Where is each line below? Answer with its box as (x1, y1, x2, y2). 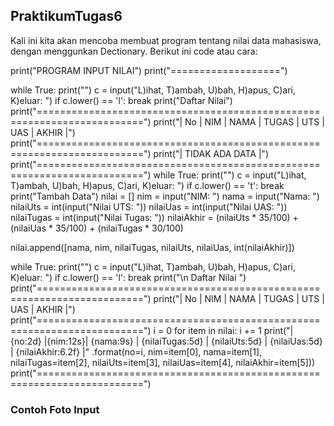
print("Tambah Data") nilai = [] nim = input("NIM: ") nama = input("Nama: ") (10, 190, 320, 202)
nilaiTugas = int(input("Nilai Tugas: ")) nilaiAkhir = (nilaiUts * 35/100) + (10, 211, 299, 223)
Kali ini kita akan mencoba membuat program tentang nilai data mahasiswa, (10, 34, 322, 46)
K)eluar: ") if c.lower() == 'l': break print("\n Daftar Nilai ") (10, 271, 247, 283)
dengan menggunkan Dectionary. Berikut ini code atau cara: (10, 45, 258, 57)
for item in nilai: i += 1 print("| (173, 324, 294, 336)
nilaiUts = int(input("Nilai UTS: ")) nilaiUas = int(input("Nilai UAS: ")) (10, 200, 288, 213)
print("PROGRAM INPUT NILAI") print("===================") (10, 64, 288, 76)
